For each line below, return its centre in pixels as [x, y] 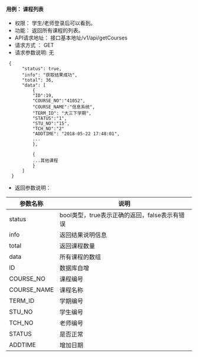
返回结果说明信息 [83, 235]
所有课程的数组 [80, 257]
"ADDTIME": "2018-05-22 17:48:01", [76, 134]
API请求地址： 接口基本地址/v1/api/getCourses [71, 38]
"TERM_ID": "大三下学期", [62, 114]
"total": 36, [38, 80]
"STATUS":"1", [49, 119]
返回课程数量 [77, 246]
